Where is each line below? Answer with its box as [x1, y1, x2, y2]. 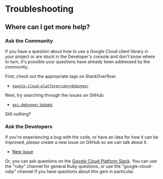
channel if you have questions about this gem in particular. [17, 169, 135, 175]
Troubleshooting [5, 3, 74, 15]
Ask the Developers [5, 123, 53, 130]
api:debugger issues [12, 101, 53, 107]
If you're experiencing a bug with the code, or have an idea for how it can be [5, 134, 159, 140]
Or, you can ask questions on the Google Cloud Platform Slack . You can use [5, 158, 157, 164]
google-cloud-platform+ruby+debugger [12, 84, 89, 89]
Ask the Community [5, 37, 54, 44]
